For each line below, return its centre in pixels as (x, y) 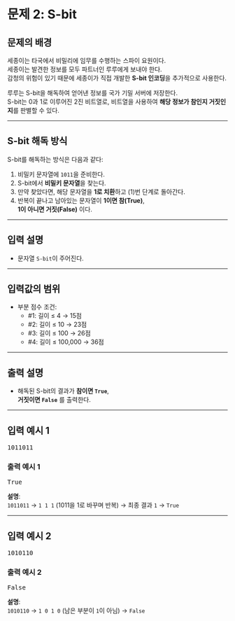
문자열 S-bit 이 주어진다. (50, 258)
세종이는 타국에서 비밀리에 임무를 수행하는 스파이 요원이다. (87, 61)
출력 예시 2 (24, 573)
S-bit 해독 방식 (37, 141)
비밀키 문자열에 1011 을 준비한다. (61, 174)
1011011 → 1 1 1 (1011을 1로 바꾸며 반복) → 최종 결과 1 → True (93, 505)
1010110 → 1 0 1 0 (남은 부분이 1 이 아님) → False (76, 610)
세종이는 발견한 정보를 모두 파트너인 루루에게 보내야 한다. (85, 69)
